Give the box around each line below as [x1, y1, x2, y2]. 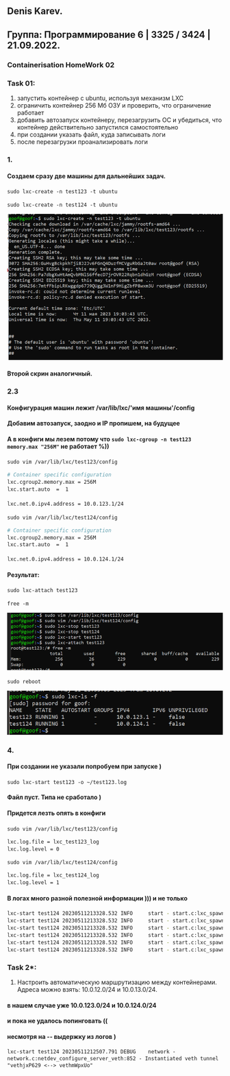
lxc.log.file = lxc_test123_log [7, 838, 99, 845]
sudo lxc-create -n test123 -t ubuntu [7, 188, 118, 195]
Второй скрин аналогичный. [7, 369, 92, 378]
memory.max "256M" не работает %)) [7, 442, 110, 450]
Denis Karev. [7, 5, 63, 17]
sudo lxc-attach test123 [7, 587, 78, 594]
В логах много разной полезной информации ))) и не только [7, 894, 188, 902]
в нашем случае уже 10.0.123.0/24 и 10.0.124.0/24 [7, 1001, 157, 1010]
